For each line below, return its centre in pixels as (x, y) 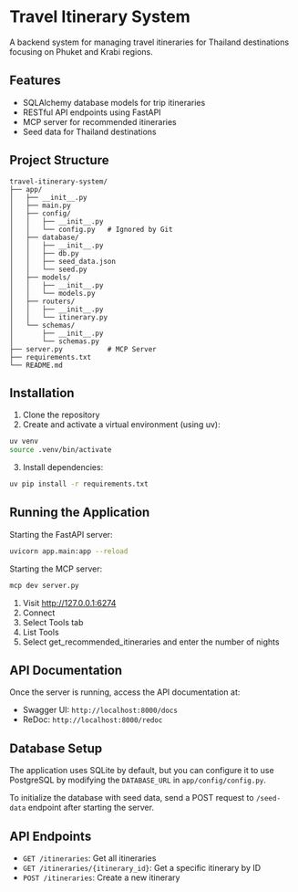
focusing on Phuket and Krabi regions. (81, 51)
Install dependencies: (63, 467)
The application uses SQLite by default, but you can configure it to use (142, 771)
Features (35, 81)
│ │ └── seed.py (49, 269)
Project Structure (59, 160)
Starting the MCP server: (56, 569)
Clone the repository (61, 415)
